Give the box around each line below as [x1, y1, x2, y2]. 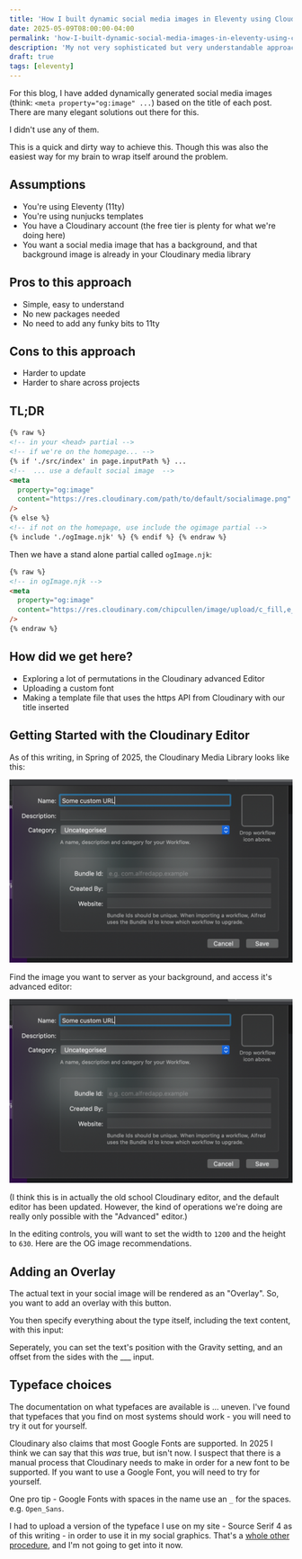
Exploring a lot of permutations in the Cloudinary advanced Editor [22, 673, 265, 683]
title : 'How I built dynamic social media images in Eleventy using [9, 14, 271, 23]
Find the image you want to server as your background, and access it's [9, 972, 272, 983]
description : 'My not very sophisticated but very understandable [9, 43, 263, 52]
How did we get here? [9, 649, 133, 664]
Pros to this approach [9, 275, 132, 290]
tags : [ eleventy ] [9, 62, 75, 71]
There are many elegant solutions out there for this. [9, 107, 200, 117]
